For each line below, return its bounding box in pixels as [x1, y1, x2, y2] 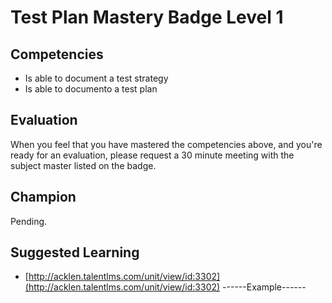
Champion [10, 189, 77, 206]
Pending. [10, 215, 48, 227]
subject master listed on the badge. [10, 159, 157, 171]
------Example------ [222, 281, 307, 293]
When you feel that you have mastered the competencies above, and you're [10, 138, 323, 150]
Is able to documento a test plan [24, 83, 158, 95]
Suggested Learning [10, 244, 140, 261]
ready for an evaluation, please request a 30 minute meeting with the [10, 149, 295, 161]
